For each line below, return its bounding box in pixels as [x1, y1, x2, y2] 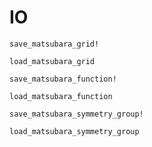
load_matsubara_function [9, 91, 113, 101]
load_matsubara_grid [9, 56, 96, 66]
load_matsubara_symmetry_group [9, 126, 140, 136]
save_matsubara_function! [9, 74, 117, 84]
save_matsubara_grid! [9, 39, 100, 49]
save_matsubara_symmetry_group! [9, 109, 144, 119]
